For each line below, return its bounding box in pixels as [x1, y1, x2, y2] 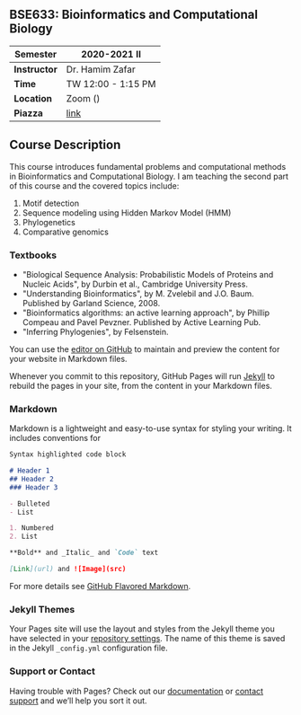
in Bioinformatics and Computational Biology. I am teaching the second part [9, 171, 289, 181]
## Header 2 [9, 474, 54, 483]
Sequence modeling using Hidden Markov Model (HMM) [22, 207, 232, 218]
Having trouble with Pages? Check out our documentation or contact [9, 685, 263, 696]
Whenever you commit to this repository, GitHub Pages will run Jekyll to [9, 370, 276, 381]
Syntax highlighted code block [9, 450, 127, 459]
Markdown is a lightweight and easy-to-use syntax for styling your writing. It [9, 423, 292, 434]
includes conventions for [9, 433, 102, 444]
